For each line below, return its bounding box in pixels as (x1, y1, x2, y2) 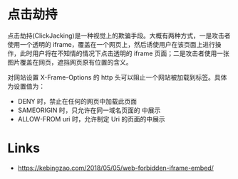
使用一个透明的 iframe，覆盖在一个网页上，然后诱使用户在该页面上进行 (7, 40, 216, 48)
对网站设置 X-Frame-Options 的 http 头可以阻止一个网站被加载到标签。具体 (7, 72, 227, 82)
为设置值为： (7, 82, 45, 90)
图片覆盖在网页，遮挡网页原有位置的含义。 (7, 58, 133, 66)
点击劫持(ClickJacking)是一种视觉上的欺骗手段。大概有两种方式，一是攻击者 (7, 31, 231, 40)
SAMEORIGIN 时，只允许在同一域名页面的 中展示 (17, 106, 161, 114)
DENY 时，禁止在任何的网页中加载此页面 (17, 97, 138, 105)
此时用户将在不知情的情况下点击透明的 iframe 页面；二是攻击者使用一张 (19, 49, 230, 58)
